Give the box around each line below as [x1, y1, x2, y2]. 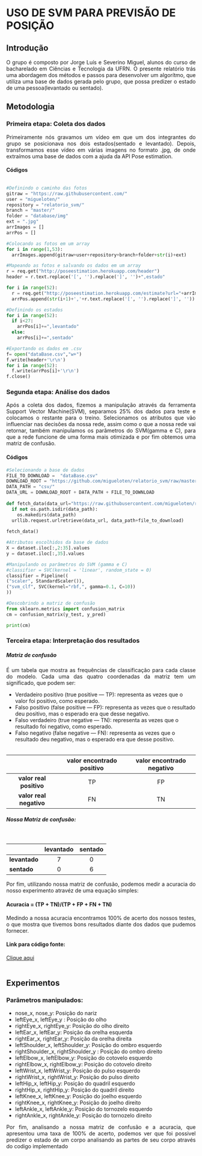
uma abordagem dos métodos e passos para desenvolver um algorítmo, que [6, 72, 196, 78]
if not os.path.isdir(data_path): [11, 506, 98, 512]
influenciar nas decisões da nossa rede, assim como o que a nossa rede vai [6, 421, 196, 428]
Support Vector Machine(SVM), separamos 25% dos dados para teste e [6, 408, 196, 415]
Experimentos [6, 978, 60, 988]
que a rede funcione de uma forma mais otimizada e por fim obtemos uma [6, 433, 196, 440]
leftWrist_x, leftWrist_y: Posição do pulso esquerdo [14, 1067, 141, 1074]
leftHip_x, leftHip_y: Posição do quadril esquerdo [14, 1080, 135, 1087]
